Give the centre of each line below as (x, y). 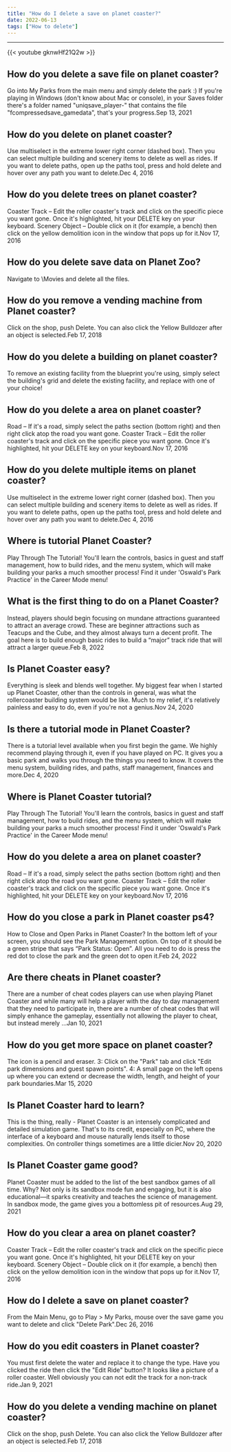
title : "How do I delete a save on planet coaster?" (84, 13)
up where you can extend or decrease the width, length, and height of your (113, 1076)
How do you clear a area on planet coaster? (102, 1233)
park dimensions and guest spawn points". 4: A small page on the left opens (115, 1069)
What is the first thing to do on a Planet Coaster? (113, 602)
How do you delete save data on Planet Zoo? (104, 262)
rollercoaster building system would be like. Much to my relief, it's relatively (113, 700)
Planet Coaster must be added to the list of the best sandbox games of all (111, 1182)
